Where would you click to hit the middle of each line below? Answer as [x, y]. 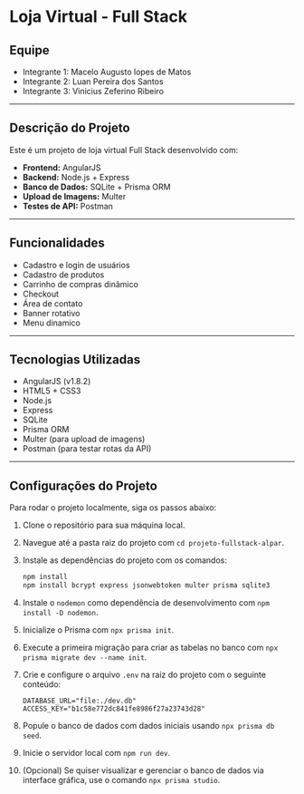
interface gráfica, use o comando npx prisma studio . [121, 780]
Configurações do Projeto [84, 485]
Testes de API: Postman [67, 206]
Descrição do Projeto [70, 128]
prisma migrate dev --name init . [85, 657]
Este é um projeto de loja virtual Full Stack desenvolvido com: [124, 150]
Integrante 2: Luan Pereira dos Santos [93, 82]
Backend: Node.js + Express [76, 177]
